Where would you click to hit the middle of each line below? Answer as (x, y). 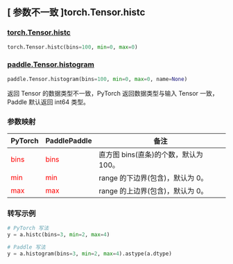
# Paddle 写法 (27, 247)
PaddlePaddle (69, 141)
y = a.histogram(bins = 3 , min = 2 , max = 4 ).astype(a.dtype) (89, 254)
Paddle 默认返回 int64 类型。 (49, 102)
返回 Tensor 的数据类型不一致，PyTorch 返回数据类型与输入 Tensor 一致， (113, 93)
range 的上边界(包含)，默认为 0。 (153, 191)
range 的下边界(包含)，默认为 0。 (153, 178)
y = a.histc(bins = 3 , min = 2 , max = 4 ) (59, 235)
